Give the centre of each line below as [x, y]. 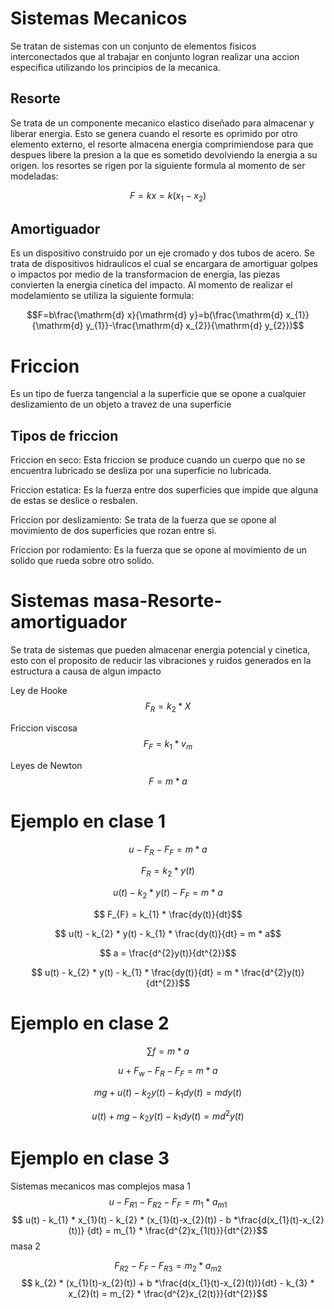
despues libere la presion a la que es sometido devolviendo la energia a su [164, 154]
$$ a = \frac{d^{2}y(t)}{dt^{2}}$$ [168, 953]
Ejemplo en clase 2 [90, 1023]
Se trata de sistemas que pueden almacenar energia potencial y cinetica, [160, 650]
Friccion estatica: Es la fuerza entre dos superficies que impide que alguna [164, 490]
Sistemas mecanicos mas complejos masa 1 [100, 1186]
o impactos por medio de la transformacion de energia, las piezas [145, 274]
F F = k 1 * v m [168, 744]
